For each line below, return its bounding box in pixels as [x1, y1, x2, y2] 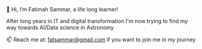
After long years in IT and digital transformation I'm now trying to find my [6, 18, 188, 24]
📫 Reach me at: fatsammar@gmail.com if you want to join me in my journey [6, 36, 196, 43]
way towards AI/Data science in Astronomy [6, 24, 114, 31]
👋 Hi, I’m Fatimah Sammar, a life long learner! [6, 6, 118, 13]
